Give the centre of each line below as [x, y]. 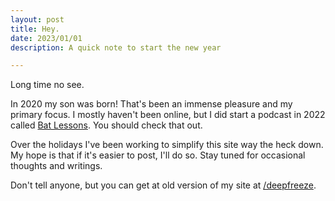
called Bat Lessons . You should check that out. [106, 125]
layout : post [37, 19]
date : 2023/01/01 [46, 38]
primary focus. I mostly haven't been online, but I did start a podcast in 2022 [168, 115]
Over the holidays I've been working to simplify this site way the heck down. [167, 145]
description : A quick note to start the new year [116, 47]
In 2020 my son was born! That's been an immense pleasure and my [151, 104]
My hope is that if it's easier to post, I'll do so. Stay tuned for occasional [158, 155]
